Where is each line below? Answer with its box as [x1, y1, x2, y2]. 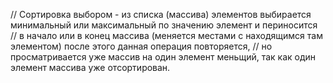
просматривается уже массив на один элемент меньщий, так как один [10, 51, 317, 63]
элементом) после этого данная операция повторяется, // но [10, 40, 273, 52]
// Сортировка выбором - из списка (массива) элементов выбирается [10, 9, 312, 20]
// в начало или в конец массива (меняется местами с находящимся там [10, 30, 323, 41]
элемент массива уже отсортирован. [10, 62, 171, 73]
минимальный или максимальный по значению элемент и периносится [10, 19, 318, 31]
